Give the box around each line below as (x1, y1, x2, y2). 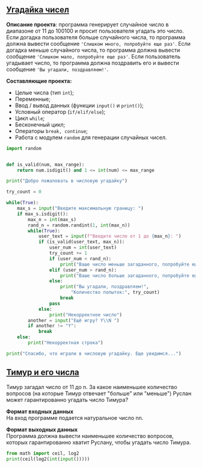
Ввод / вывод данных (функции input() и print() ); (14, 102, 144, 109)
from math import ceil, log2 (6, 450, 79, 457)
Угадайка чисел (6, 5, 69, 15)
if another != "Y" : (28, 323, 77, 329)
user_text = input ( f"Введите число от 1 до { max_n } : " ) (38, 233, 182, 240)
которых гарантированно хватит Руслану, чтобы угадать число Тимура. (6, 438, 191, 446)
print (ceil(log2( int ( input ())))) (6, 456, 90, 462)
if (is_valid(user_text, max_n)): (38, 239, 125, 245)
